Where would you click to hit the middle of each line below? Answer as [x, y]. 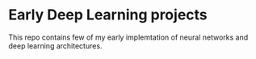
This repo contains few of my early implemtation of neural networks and [128, 37]
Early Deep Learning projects [108, 15]
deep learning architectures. [55, 45]
